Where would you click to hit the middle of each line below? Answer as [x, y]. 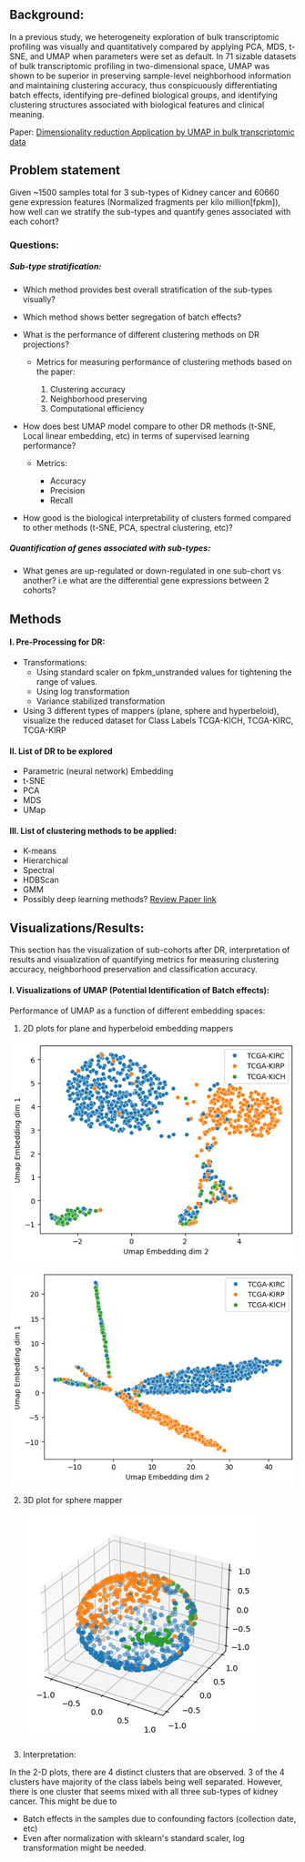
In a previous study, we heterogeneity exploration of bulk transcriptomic [144, 36]
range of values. [67, 682]
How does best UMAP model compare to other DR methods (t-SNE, [149, 426]
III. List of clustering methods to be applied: [93, 830]
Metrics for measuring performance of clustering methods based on [164, 361]
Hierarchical [45, 860]
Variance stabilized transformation [101, 701]
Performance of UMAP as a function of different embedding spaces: [137, 1011]
